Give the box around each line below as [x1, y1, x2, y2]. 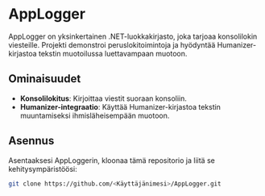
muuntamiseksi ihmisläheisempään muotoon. [19, 111, 170, 120]
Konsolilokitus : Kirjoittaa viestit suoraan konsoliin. [19, 94, 188, 103]
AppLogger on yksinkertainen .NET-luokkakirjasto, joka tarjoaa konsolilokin [8, 31, 258, 41]
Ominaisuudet [8, 72, 81, 85]
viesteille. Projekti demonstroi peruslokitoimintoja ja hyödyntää [8, 40, 216, 49]
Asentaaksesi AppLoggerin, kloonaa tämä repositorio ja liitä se [8, 155, 215, 165]
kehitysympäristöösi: [8, 164, 78, 173]
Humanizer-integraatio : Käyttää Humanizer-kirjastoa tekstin [19, 102, 222, 111]
